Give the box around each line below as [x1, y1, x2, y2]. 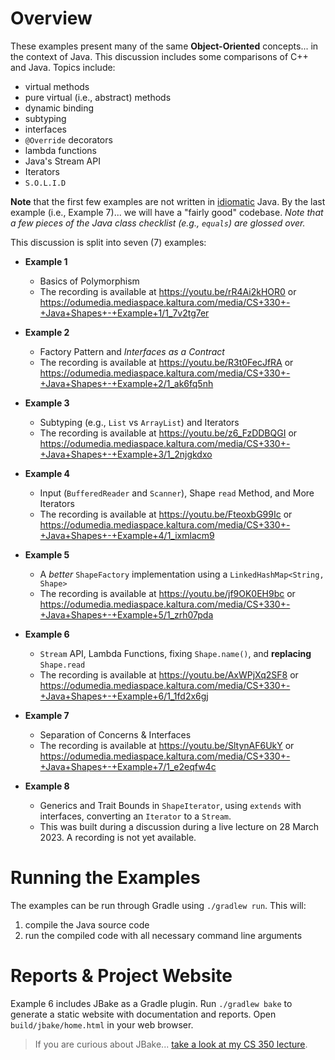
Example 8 [24, 780, 70, 792]
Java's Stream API [24, 155, 101, 167]
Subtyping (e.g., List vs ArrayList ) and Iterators [39, 416, 240, 428]
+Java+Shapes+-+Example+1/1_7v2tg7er [39, 307, 210, 319]
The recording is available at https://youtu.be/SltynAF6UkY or [39, 739, 295, 751]
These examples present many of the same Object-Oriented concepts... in [10, 40, 319, 52]
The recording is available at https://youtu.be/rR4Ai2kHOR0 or [39, 285, 297, 297]
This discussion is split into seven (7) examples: [10, 236, 207, 248]
